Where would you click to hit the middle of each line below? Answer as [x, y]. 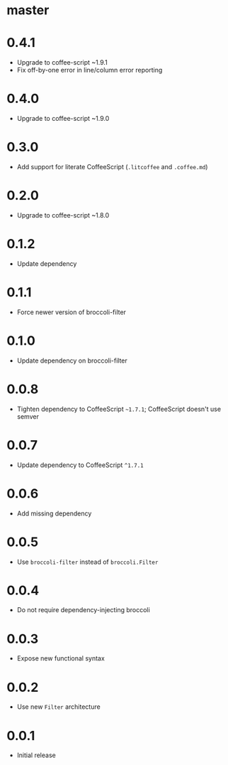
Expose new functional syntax [61, 658]
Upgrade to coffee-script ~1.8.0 [63, 215]
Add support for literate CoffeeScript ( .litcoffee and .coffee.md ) [112, 167]
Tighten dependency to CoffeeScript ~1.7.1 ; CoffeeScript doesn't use [119, 409]
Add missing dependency [54, 513]
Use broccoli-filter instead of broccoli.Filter [87, 562]
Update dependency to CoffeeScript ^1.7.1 [80, 465]
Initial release [36, 755]
